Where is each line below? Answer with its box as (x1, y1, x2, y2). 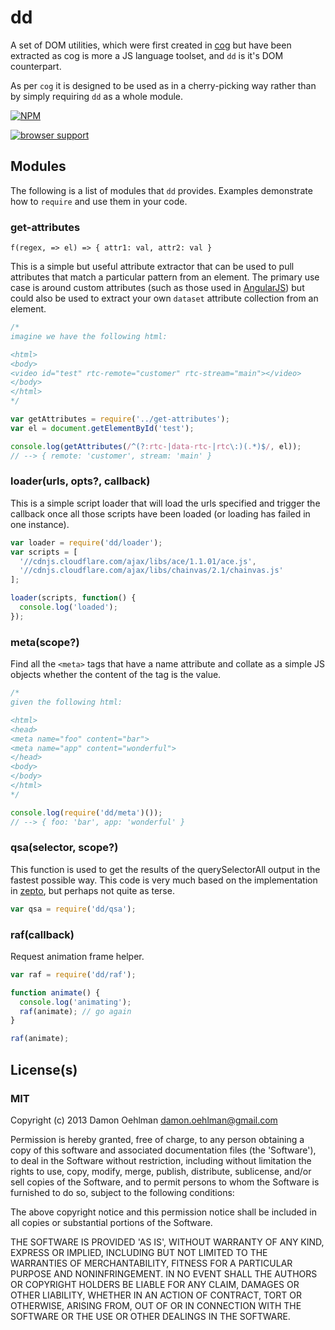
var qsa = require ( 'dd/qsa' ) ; (10, 904, 137, 914)
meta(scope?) (10, 635, 80, 649)
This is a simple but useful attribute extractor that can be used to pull (10, 261, 295, 273)
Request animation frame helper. (10, 950, 145, 962)
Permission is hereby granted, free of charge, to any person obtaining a (10, 1133, 305, 1145)
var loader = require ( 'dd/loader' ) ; (10, 537, 163, 548)
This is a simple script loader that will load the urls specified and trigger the (10, 497, 321, 509)
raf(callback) (10, 927, 75, 941)
